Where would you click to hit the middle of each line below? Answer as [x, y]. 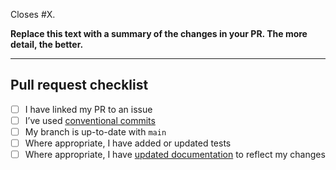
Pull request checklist [79, 85]
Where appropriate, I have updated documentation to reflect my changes [175, 155]
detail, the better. [47, 44]
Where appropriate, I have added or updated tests [128, 143]
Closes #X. [33, 14]
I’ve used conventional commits [90, 120]
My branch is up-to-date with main [95, 131]
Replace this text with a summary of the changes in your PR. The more [159, 33]
